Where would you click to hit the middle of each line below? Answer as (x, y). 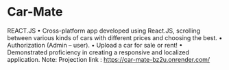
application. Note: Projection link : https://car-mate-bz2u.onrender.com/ (109, 59)
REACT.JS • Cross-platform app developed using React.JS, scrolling (104, 31)
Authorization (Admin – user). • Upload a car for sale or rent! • (95, 45)
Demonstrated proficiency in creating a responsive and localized (98, 52)
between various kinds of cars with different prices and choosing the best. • (115, 37)
